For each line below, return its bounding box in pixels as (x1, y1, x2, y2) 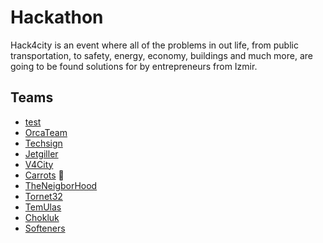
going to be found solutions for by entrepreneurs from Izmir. (10, 60, 258, 72)
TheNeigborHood (24, 179, 98, 191)
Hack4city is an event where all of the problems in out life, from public (10, 39, 299, 51)
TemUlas (24, 201, 62, 213)
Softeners (24, 222, 66, 234)
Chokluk (24, 211, 60, 223)
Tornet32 (24, 190, 63, 202)
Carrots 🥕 (24, 169, 65, 181)
